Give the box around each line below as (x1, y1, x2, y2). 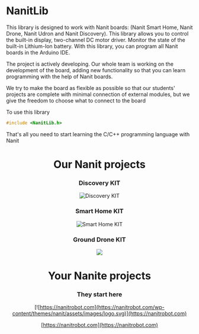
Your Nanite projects (48, 269, 151, 282)
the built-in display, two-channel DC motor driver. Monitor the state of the (6, 36, 185, 43)
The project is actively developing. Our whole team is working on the (6, 60, 174, 68)
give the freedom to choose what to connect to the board (6, 97, 146, 104)
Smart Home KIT (75, 207, 124, 216)
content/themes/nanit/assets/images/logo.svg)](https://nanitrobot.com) (12, 310, 187, 317)
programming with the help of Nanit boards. (6, 73, 113, 80)
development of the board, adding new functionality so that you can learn (6, 66, 185, 73)
